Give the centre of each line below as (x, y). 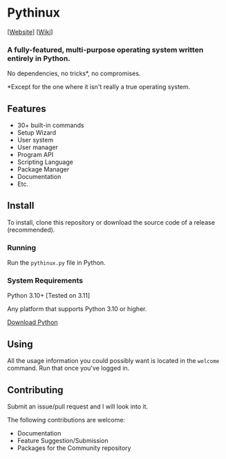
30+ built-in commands (50, 125)
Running (22, 247)
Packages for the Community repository (74, 448)
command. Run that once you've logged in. (68, 368)
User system (35, 140)
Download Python (32, 322)
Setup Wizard (37, 133)
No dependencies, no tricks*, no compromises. (74, 73)
